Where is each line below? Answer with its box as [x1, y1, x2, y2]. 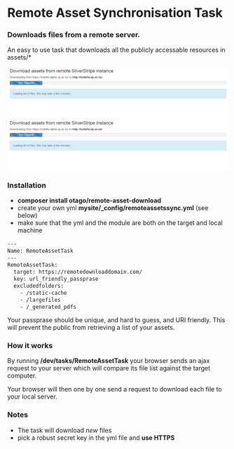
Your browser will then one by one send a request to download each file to [7, 385, 222, 394]
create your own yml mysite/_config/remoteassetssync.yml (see [17, 204, 209, 212]
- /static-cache [20, 289, 68, 297]
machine [17, 226, 43, 235]
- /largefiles [20, 296, 61, 304]
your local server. [7, 392, 57, 401]
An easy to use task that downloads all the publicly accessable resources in [7, 46, 226, 54]
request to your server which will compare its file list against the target [7, 364, 211, 373]
